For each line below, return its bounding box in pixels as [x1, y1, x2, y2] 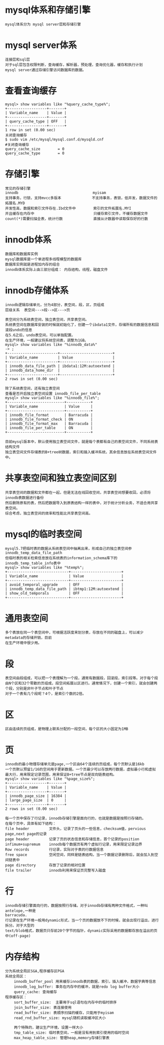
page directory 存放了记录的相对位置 [5, 863, 86, 868]
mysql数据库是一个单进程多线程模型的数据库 [5, 257, 82, 262]
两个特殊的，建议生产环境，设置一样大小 [14, 1025, 83, 1030]
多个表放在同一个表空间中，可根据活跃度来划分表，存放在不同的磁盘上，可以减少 [5, 630, 143, 635]
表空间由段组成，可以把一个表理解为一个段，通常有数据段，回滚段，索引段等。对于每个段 [5, 676, 158, 681]
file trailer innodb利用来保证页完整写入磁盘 [5, 868, 106, 873]
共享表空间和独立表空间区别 [5, 472, 117, 484]
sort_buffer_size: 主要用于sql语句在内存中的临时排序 [14, 1000, 117, 1005]
